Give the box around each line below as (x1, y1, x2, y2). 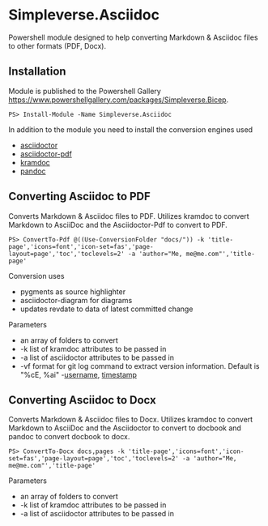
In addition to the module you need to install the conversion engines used (8, 124, 253, 135)
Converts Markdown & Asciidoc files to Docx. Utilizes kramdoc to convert (8, 415, 253, 425)
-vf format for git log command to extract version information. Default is (19, 361, 260, 370)
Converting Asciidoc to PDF (8, 190, 151, 203)
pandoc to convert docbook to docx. (8, 432, 130, 442)
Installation (8, 65, 66, 79)
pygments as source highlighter (19, 286, 126, 297)
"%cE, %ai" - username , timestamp (19, 370, 138, 379)
